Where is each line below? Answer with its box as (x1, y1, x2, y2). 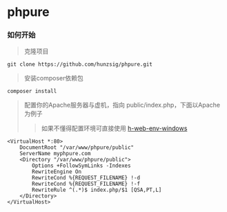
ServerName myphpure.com (19, 150, 91, 157)
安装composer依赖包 (23, 74, 84, 82)
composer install (7, 88, 57, 95)
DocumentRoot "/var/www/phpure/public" (19, 144, 135, 151)
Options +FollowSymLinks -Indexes (32, 162, 131, 170)
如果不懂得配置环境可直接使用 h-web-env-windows (41, 124, 188, 132)
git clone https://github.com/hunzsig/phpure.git (7, 61, 153, 68)
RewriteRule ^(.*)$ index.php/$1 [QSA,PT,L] (32, 186, 162, 194)
